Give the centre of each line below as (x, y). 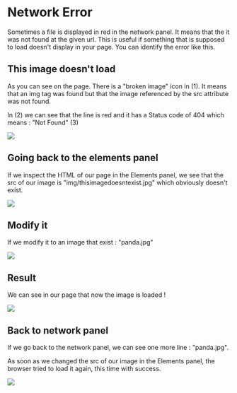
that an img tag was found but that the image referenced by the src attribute (118, 93)
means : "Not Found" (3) (43, 122)
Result (22, 277)
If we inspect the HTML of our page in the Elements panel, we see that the (116, 175)
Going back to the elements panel (83, 158)
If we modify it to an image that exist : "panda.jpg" (80, 242)
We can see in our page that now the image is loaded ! (87, 295)
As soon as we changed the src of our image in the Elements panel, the (111, 361)
